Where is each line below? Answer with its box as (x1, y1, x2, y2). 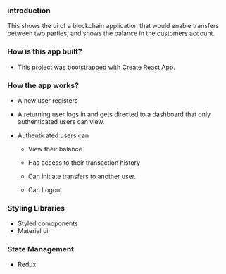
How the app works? (7, 80, 80, 90)
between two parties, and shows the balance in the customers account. (7, 29, 215, 37)
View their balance (27, 144, 82, 153)
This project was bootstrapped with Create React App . (17, 63, 176, 71)
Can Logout (27, 185, 63, 194)
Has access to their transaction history (27, 158, 141, 167)
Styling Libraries (7, 203, 65, 213)
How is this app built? (7, 46, 82, 56)
